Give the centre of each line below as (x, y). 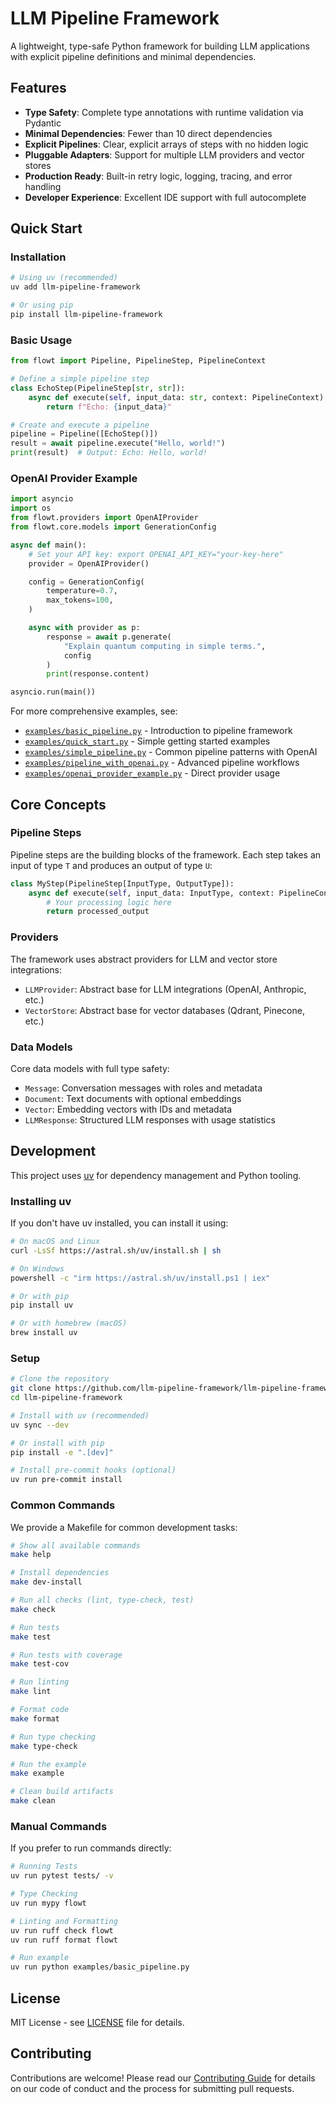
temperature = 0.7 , (82, 591)
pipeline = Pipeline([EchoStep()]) (84, 434)
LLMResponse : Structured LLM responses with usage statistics (150, 1119)
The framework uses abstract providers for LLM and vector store (144, 959)
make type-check (44, 1746)
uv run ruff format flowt (64, 1940)
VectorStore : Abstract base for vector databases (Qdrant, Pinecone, (164, 1010)
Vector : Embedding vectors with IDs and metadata (128, 1109)
